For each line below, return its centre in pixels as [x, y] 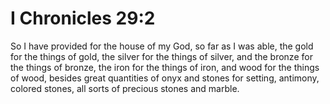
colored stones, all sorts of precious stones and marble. [125, 88]
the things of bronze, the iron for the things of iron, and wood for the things [165, 67]
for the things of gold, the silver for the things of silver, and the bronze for [161, 56]
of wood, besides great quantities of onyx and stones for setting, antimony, [165, 78]
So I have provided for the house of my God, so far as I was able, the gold [162, 46]
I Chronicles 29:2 [83, 18]
